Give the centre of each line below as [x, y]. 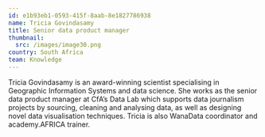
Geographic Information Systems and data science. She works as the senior [133, 90]
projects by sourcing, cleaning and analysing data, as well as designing [125, 107]
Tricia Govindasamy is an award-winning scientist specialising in [114, 82]
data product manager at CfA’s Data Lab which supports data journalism [126, 99]
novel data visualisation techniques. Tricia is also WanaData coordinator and [133, 116]
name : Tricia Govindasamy [51, 23]
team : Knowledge [35, 60]
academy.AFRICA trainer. [49, 124]
